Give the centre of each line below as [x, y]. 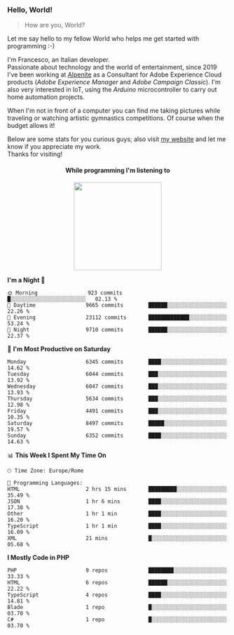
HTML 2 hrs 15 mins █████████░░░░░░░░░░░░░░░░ [117, 489]
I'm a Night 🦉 [26, 280]
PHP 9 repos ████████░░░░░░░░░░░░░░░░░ [117, 570]
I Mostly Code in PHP [39, 557]
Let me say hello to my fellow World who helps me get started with [103, 39]
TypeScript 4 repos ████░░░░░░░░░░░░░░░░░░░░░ [117, 595]
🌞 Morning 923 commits [65, 293]
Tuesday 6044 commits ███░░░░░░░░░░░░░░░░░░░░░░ [117, 374]
